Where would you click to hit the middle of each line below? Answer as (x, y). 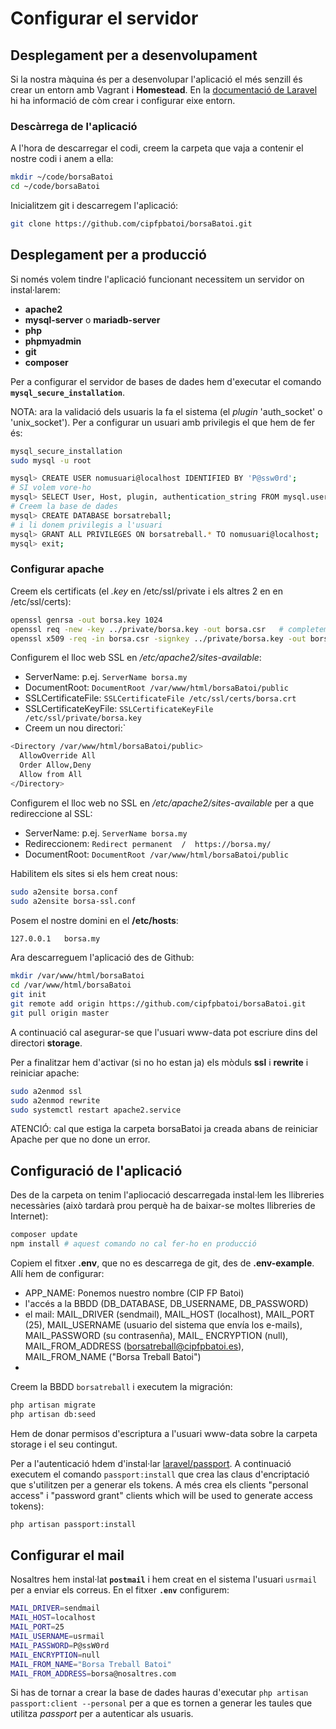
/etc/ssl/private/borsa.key (83, 718)
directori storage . (46, 1043)
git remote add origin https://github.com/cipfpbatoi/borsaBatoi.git (158, 1004)
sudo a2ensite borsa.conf (64, 892)
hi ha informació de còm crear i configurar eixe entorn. (123, 100)
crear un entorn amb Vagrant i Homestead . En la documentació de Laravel (164, 90)
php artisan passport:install (73, 1524)
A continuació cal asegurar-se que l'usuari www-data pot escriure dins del (164, 1032)
